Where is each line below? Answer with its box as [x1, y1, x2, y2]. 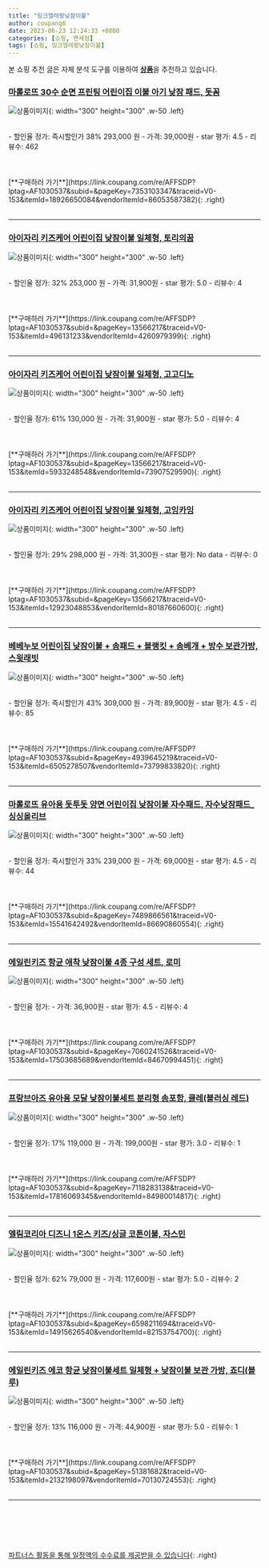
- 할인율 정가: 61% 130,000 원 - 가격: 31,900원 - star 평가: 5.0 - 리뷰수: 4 [8, 414, 240, 423]
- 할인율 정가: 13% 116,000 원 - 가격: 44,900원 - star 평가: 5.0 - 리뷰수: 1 [8, 1422, 239, 1432]
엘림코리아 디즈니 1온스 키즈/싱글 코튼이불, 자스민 [8, 1229, 186, 1240]
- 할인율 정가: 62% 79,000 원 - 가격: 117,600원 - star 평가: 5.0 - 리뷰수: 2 [8, 1274, 239, 1283]
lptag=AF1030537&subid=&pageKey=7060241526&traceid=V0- [8, 1047, 218, 1056]
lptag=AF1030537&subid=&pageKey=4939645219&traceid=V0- [8, 752, 218, 762]
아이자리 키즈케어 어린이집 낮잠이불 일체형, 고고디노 [8, 368, 195, 379]
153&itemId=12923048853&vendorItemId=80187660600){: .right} [8, 603, 224, 613]
